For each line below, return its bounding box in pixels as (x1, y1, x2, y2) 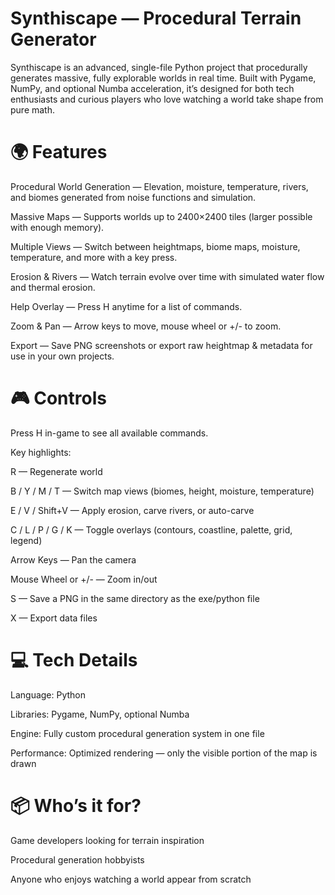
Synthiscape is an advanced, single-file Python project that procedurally (10, 61, 308, 73)
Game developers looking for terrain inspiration (10, 834, 205, 846)
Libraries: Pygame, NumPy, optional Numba (10, 708, 190, 720)
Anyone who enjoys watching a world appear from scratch (10, 873, 252, 885)
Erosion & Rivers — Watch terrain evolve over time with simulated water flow (10, 270, 325, 282)
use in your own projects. (10, 350, 115, 362)
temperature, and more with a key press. (10, 251, 178, 263)
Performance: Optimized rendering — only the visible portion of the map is (10, 747, 318, 759)
